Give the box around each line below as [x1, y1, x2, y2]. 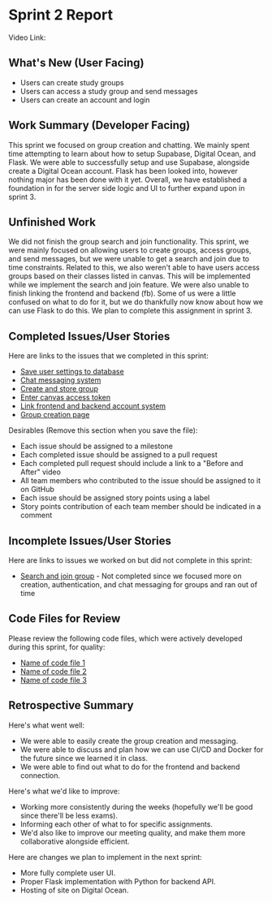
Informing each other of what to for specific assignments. [19, 819, 214, 829]
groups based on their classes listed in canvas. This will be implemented [8, 271, 251, 281]
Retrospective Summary [8, 698, 134, 712]
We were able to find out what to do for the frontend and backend [19, 762, 240, 771]
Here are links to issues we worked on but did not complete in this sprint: [8, 555, 253, 565]
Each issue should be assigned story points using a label [19, 493, 210, 503]
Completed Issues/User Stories [8, 329, 171, 343]
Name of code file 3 [19, 675, 87, 685]
